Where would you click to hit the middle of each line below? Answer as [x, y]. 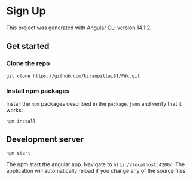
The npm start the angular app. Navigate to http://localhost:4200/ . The [96, 164]
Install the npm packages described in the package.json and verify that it [94, 103]
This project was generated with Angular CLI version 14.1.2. [79, 28]
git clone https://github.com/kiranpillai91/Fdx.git [73, 76]
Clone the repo [28, 63]
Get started [28, 46]
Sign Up [26, 11]
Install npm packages [38, 91]
